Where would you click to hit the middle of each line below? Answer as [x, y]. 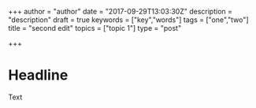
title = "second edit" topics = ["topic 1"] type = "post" [95, 28]
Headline [38, 75]
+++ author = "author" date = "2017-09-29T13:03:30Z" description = [120, 11]
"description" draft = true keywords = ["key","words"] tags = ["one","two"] [129, 20]
